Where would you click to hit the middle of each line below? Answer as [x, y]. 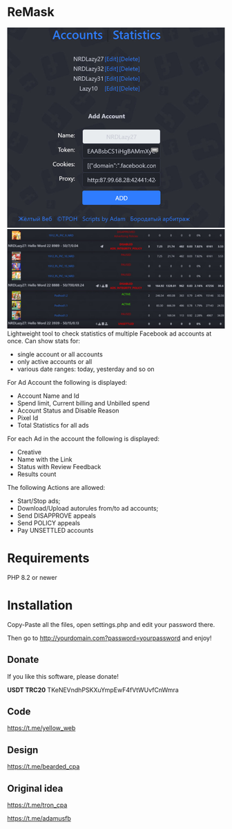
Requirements [48, 558]
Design [23, 750]
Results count [37, 474]
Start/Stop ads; [39, 501]
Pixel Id [28, 418]
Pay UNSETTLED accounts [55, 530]
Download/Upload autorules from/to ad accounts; [88, 508]
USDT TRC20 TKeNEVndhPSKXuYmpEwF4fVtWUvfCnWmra [93, 690]
